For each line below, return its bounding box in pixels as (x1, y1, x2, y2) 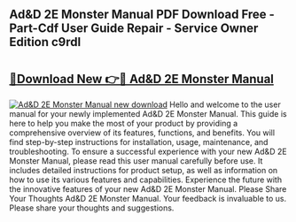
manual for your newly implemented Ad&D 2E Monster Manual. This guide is (9, 109, 287, 119)
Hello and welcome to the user (169, 99, 281, 110)
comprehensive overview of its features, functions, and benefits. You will (9, 127, 276, 138)
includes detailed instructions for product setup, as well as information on (9, 165, 278, 175)
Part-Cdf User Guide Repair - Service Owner (9, 21, 259, 36)
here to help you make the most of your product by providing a (9, 119, 238, 128)
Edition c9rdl (9, 34, 82, 50)
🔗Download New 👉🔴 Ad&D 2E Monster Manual (9, 71, 275, 87)
